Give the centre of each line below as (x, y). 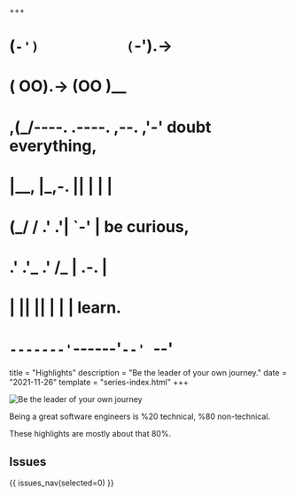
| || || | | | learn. (66, 308)
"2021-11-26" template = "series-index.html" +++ (99, 383)
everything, (53, 146)
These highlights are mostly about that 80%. (90, 434)
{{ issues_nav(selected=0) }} (62, 483)
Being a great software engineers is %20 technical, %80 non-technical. (140, 416)
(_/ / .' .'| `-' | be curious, (99, 226)
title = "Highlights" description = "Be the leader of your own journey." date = (148, 373)
